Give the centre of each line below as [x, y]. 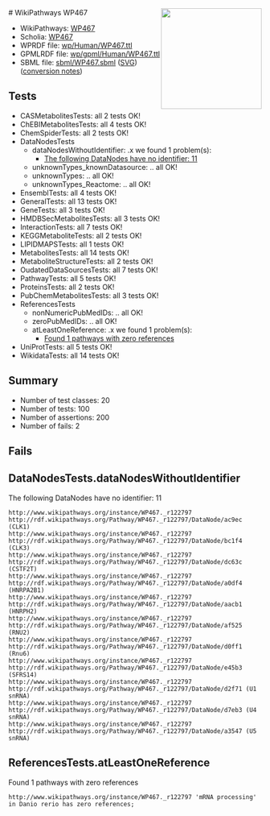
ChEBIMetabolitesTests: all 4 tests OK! [83, 124]
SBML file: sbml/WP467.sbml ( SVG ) [79, 62]
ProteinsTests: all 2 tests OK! [67, 287]
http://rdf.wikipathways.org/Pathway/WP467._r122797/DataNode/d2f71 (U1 [133, 689]
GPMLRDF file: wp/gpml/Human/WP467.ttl [90, 54]
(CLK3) [19, 548]
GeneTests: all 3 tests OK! [63, 209]
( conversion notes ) [51, 71]
